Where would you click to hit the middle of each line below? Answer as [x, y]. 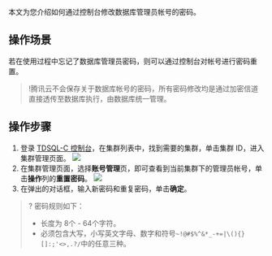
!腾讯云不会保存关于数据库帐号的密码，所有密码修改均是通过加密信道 [143, 89]
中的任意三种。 [106, 243]
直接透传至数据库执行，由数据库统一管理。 [99, 98]
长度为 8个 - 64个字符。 [80, 223]
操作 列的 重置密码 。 [59, 178]
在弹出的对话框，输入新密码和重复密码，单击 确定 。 [106, 189]
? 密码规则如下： [56, 206]
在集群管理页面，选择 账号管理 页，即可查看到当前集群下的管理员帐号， [138, 168]
